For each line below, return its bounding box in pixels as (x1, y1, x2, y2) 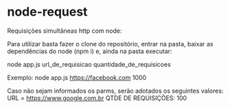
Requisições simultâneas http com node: (7, 27, 122, 35)
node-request (7, 4, 88, 20)
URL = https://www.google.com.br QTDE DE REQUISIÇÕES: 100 (7, 93, 187, 102)
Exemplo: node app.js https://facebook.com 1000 (7, 73, 146, 82)
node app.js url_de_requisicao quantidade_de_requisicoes (7, 60, 172, 68)
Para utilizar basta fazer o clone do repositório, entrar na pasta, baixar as (7, 40, 214, 48)
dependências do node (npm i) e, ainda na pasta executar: (7, 47, 173, 55)
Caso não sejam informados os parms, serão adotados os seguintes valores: (7, 87, 224, 95)
